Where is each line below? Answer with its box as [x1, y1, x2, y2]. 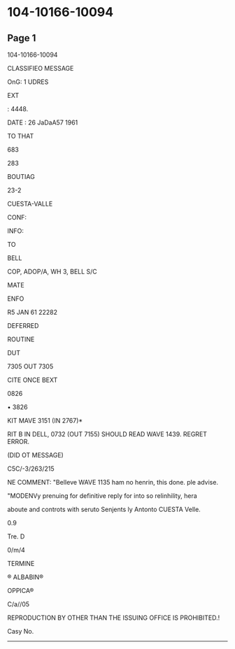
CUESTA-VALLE [7, 200, 53, 208]
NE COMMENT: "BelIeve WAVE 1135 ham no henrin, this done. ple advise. [7, 478, 219, 486]
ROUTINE [7, 335, 35, 343]
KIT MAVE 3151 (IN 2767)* [7, 417, 83, 425]
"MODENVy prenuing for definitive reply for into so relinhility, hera [7, 492, 197, 500]
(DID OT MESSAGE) [7, 451, 64, 459]
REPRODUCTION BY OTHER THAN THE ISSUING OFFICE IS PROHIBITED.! [7, 613, 220, 622]
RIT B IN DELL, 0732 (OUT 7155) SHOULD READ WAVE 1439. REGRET [7, 430, 208, 438]
